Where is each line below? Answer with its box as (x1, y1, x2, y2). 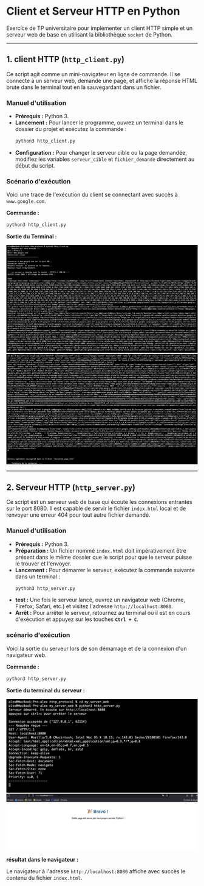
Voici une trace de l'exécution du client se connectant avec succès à (6, 191, 178, 199)
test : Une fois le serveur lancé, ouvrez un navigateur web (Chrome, (15, 596, 185, 604)
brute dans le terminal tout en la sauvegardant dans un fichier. (6, 83, 161, 91)
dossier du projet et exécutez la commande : (15, 126, 127, 133)
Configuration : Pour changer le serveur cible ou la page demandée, (15, 149, 187, 156)
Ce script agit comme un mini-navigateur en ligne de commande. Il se (6, 70, 181, 77)
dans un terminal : (15, 573, 61, 580)
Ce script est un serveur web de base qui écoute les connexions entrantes (6, 498, 192, 506)
